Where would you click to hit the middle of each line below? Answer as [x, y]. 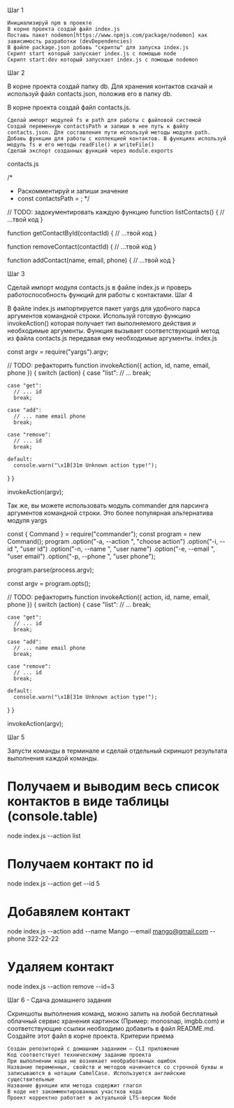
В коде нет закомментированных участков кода [74, 1092]
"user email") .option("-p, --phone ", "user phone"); [81, 556]
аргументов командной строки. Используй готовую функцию [99, 316]
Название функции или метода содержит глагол [74, 1086]
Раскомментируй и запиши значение [73, 191]
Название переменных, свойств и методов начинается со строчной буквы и [115, 1067]
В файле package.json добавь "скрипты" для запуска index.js [98, 48]
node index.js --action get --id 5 [53, 883]
